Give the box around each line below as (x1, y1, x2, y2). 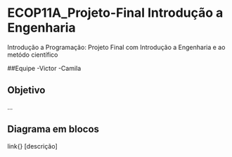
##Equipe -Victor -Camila (7, 64, 82, 72)
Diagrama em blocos (7, 123, 100, 135)
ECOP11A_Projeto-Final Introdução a (7, 5, 224, 21)
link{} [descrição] (7, 142, 58, 150)
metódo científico (7, 50, 58, 59)
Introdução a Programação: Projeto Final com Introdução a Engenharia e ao (7, 43, 226, 51)
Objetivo (7, 84, 46, 96)
